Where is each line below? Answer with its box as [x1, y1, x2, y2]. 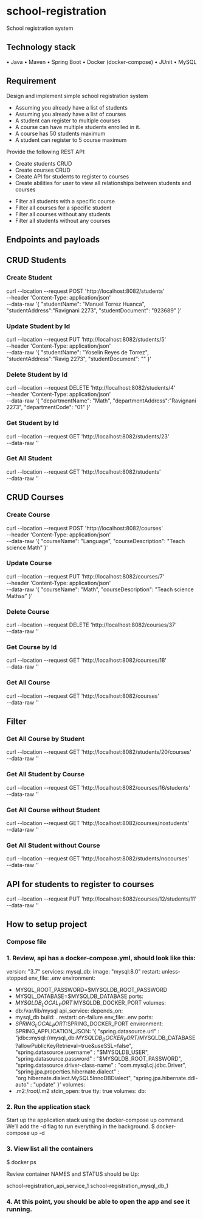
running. [6, 1204, 32, 1213]
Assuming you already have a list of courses [15, 110, 126, 118]
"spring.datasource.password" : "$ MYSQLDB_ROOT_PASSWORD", [15, 1055, 182, 1063]
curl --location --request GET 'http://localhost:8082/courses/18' [6, 656, 167, 664]
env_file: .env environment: [28, 974, 96, 982]
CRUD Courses [6, 492, 64, 503]
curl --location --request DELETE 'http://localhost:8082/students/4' [6, 384, 176, 392]
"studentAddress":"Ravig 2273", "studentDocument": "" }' [6, 355, 152, 362]
